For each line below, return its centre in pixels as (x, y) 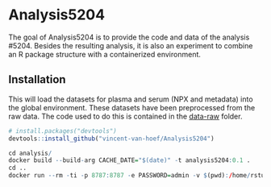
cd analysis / (30, 153)
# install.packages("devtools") (63, 131)
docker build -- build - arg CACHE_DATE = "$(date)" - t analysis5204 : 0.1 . (129, 160)
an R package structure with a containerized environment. (105, 54)
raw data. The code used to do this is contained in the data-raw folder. (125, 116)
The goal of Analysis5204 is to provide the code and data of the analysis (129, 37)
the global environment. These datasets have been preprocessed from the (132, 107)
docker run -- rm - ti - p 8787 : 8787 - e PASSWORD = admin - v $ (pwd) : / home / (129, 176)
